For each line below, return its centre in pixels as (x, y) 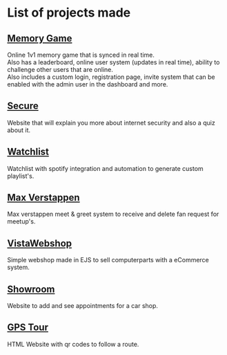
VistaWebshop (40, 243)
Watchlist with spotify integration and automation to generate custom (105, 168)
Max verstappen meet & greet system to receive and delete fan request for (113, 214)
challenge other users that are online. (60, 70)
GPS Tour (28, 328)
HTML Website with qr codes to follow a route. (73, 344)
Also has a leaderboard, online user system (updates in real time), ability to (113, 62)
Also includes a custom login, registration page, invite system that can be (111, 77)
